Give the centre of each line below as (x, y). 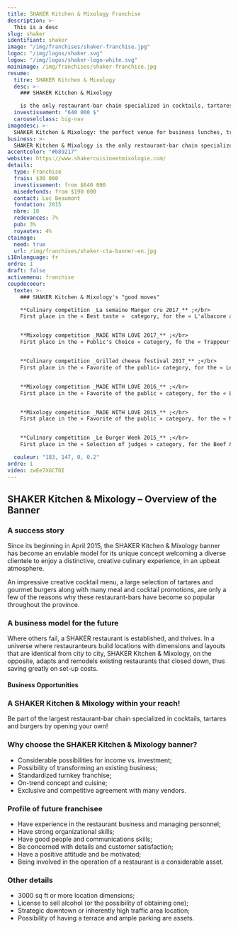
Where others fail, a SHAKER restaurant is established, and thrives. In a (111, 638)
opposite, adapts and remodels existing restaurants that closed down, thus (116, 661)
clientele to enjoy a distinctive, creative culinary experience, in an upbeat (114, 561)
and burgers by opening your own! (58, 726)
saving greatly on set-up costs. (53, 669)
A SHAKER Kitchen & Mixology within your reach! (94, 703)
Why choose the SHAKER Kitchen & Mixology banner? (102, 745)
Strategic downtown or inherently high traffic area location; (103, 911)
